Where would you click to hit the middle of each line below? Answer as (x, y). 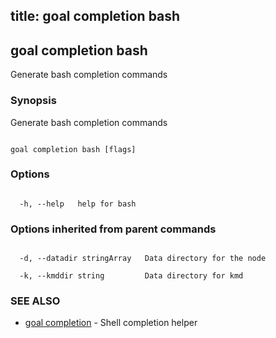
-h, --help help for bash (78, 204)
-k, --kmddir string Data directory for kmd (131, 276)
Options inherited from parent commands (113, 229)
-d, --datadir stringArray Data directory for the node (143, 259)
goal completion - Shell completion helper (111, 323)
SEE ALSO (35, 301)
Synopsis (33, 101)
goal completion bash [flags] (73, 149)
